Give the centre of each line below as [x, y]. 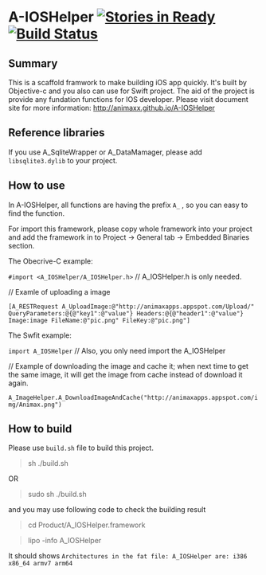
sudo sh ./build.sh [57, 495]
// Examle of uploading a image [59, 291]
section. [22, 245]
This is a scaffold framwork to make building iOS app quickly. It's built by [127, 82]
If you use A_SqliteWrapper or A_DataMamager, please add [106, 152]
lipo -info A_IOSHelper [65, 541]
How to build [40, 429]
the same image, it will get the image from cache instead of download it [125, 374]
